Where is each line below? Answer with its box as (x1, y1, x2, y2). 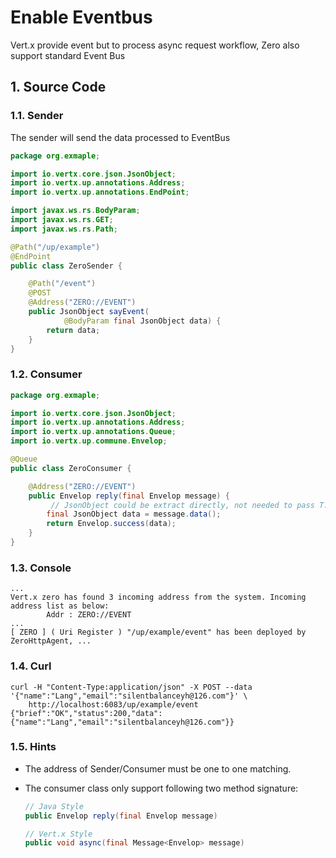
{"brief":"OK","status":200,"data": (10, 708, 163, 718)
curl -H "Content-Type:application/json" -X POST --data (10, 682, 253, 692)
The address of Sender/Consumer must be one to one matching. (24, 762, 292, 775)
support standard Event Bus (10, 49, 126, 61)
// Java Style (24, 801, 84, 811)
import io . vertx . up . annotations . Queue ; (10, 427, 177, 437)
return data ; (46, 325, 101, 335)
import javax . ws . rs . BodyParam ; (10, 206, 141, 216)
